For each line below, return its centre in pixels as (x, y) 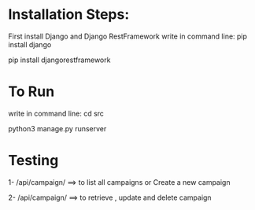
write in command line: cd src (56, 113)
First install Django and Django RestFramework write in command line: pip (128, 36)
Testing (33, 161)
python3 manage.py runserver (57, 128)
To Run (31, 92)
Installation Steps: (69, 15)
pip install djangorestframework (59, 60)
